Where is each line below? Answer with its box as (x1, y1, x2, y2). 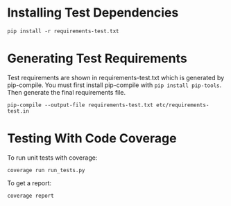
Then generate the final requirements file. (7, 88, 126, 96)
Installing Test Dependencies (7, 5, 179, 21)
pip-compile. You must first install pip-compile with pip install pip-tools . (7, 81, 222, 89)
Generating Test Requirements (7, 50, 187, 66)
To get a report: (7, 178, 52, 187)
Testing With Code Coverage (7, 131, 177, 147)
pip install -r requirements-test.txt (7, 28, 119, 35)
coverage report (7, 192, 54, 199)
